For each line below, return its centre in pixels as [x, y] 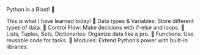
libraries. [17, 47]
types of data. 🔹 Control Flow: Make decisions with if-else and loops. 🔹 [95, 27]
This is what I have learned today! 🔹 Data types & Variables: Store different [100, 21]
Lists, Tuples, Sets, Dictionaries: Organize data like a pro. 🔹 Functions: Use [100, 34]
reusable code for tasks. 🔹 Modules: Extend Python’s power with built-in [97, 40]
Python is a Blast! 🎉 [31, 9]
